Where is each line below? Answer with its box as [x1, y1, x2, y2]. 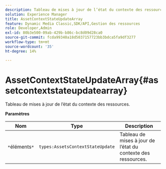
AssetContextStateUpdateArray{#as [5, 74, 159, 86]
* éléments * [7, 143, 35, 150]
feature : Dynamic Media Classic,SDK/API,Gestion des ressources [5, 21, 140, 26]
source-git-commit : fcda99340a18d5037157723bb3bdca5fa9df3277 [5, 35, 136, 40]
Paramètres [5, 111, 30, 117]
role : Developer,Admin [5, 26, 52, 31]
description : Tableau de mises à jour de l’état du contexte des [5, 7, 142, 12]
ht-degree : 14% [5, 49, 37, 54]
